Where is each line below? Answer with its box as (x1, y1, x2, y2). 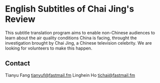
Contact (5, 59, 30, 67)
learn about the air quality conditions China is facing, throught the (5, 35, 137, 41)
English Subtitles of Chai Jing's (5, 3, 134, 15)
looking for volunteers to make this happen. (5, 45, 93, 51)
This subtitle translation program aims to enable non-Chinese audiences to (5, 30, 155, 35)
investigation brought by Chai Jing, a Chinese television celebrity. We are (5, 40, 152, 46)
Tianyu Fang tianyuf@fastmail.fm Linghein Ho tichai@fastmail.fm (5, 72, 136, 78)
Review (5, 14, 36, 25)
